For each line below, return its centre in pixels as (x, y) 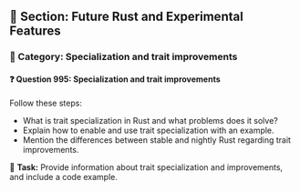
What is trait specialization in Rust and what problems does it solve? (150, 120)
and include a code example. (64, 176)
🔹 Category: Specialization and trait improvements (124, 57)
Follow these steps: (46, 103)
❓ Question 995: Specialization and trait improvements (115, 79)
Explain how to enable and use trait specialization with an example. (149, 130)
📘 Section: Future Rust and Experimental (126, 17)
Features (35, 31)
